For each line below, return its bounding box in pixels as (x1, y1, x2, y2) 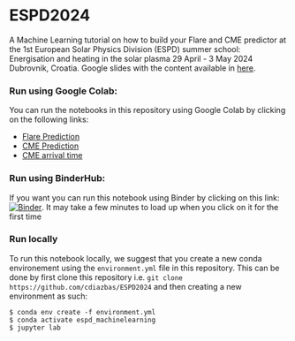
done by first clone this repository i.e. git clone (9, 271, 183, 283)
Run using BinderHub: (9, 172, 106, 185)
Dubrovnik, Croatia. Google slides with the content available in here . (9, 63, 256, 73)
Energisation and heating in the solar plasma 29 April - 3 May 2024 (9, 53, 253, 64)
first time (9, 211, 42, 222)
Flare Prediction (21, 132, 80, 142)
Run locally (9, 233, 58, 246)
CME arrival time (21, 150, 83, 161)
